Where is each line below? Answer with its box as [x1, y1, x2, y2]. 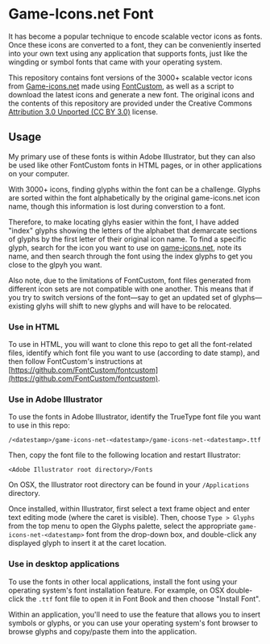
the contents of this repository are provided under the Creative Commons [8, 98, 252, 108]
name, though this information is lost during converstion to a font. [8, 201, 226, 211]
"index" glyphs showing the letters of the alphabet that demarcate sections [8, 225, 258, 235]
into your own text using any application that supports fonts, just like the [8, 48, 248, 58]
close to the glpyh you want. [8, 259, 102, 270]
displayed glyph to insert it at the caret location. [8, 539, 167, 548]
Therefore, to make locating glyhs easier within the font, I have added [8, 217, 239, 226]
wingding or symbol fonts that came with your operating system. [8, 57, 223, 67]
